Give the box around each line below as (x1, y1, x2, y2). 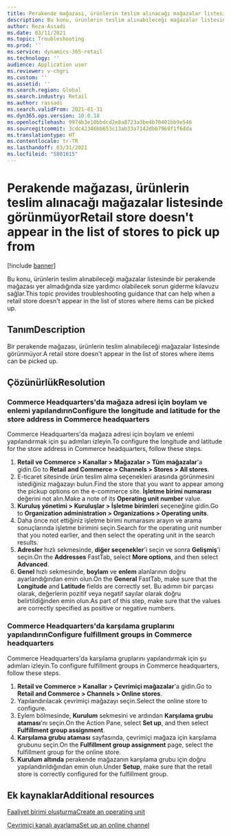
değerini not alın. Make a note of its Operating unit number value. (16, 494, 203, 503)
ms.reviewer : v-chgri (7, 67, 69, 74)
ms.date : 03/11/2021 (7, 29, 67, 36)
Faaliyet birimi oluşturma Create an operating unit (7, 808, 146, 816)
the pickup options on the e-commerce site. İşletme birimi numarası (16, 487, 212, 496)
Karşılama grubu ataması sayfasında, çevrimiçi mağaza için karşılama (16, 733, 217, 741)
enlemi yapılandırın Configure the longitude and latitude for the (7, 406, 221, 415)
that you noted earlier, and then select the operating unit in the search (16, 531, 215, 540)
